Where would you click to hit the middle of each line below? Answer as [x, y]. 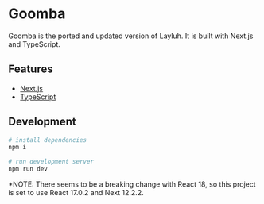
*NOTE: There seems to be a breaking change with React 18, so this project [132, 184]
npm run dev [28, 169]
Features [31, 69]
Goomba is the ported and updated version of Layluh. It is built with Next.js [131, 36]
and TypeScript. [35, 44]
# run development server [51, 162]
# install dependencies [48, 140]
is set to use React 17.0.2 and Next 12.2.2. [76, 193]
